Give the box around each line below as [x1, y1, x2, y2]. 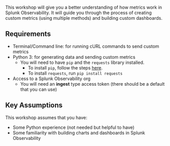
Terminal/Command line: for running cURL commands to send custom [12, 43, 159, 49]
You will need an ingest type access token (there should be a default [20, 81, 165, 87]
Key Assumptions [5, 101, 63, 109]
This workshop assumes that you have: [5, 114, 88, 121]
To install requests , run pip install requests [27, 70, 123, 76]
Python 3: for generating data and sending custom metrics [12, 54, 136, 60]
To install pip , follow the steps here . [27, 64, 103, 70]
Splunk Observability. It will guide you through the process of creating [5, 10, 152, 16]
